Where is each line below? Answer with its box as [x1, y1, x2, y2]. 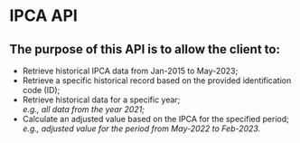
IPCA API [9, 5, 79, 26]
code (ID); [22, 85, 61, 95]
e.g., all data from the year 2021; [22, 104, 145, 114]
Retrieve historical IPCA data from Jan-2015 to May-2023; [22, 65, 239, 76]
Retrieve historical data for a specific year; [22, 94, 181, 105]
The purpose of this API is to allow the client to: [9, 42, 280, 57]
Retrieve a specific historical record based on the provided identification [22, 75, 292, 86]
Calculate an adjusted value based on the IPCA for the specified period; [22, 114, 289, 124]
